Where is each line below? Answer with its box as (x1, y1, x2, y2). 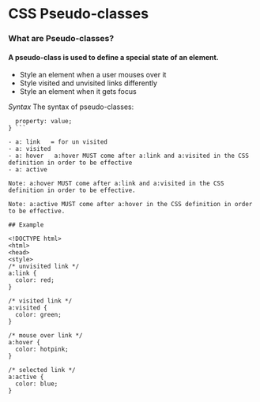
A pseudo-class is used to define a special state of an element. (8, 52, 219, 62)
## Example (8, 221, 44, 229)
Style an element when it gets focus (19, 87, 137, 96)
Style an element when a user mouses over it (19, 70, 167, 80)
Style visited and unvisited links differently (19, 78, 158, 88)
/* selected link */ (8, 366, 77, 374)
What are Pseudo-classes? (8, 33, 115, 44)
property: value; (15, 118, 73, 126)
